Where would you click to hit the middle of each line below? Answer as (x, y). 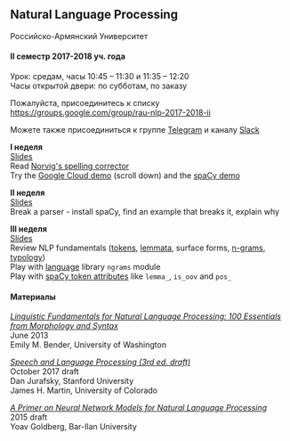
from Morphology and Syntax (64, 326)
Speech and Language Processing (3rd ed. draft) (101, 362)
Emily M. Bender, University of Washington (89, 345)
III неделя (28, 229)
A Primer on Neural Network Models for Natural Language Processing (139, 408)
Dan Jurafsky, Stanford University (72, 381)
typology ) (28, 257)
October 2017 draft (44, 372)
